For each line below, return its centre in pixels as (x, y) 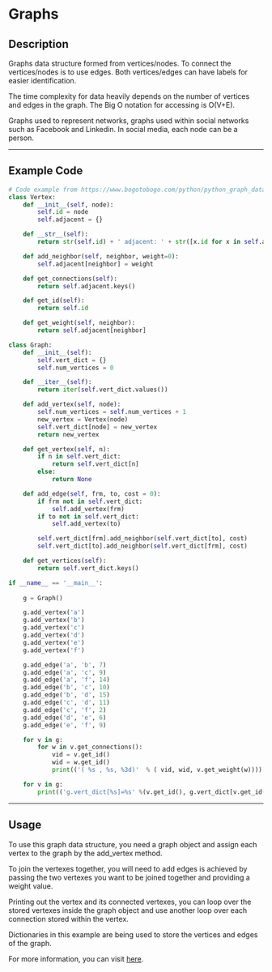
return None (72, 480)
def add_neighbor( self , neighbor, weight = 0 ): (101, 256)
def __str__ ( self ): (56, 234)
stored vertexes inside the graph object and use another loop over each (128, 910)
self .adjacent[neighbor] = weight (96, 264)
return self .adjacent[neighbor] (92, 330)
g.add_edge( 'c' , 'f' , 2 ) (65, 710)
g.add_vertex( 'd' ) (54, 635)
